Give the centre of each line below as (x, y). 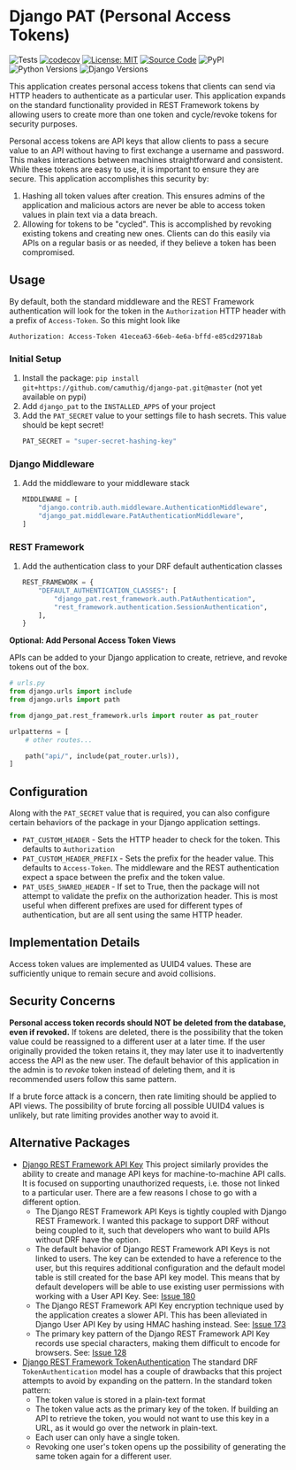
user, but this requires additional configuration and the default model (160, 1267)
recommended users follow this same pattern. (93, 1079)
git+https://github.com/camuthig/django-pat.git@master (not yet (142, 388)
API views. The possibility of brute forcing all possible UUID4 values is (137, 1105)
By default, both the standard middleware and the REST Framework (132, 301)
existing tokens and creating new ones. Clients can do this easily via (146, 233)
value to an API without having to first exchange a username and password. (147, 150)
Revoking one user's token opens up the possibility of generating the (160, 1446)
